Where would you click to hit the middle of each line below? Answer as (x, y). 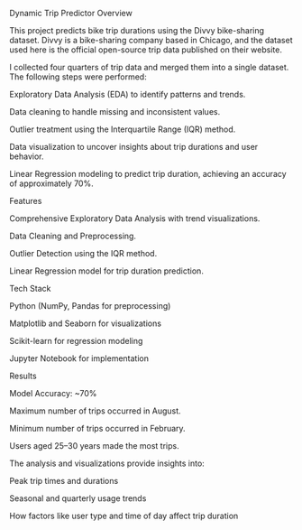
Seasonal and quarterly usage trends (78, 498)
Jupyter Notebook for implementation (79, 358)
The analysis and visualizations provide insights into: (107, 463)
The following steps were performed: (78, 77)
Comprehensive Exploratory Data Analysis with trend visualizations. (135, 219)
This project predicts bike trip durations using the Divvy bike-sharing (137, 30)
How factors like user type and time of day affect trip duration (124, 516)
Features (26, 201)
